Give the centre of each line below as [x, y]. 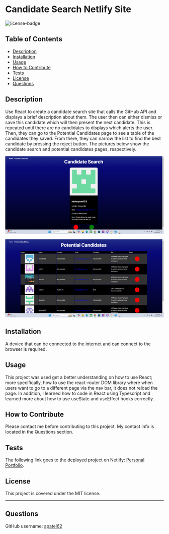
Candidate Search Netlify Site [68, 9]
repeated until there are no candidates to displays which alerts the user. [79, 128]
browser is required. [26, 349]
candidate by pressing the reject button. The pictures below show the [77, 144]
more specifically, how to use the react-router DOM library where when [79, 383]
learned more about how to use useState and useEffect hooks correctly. [80, 398]
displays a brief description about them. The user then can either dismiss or [84, 117]
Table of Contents [34, 39]
